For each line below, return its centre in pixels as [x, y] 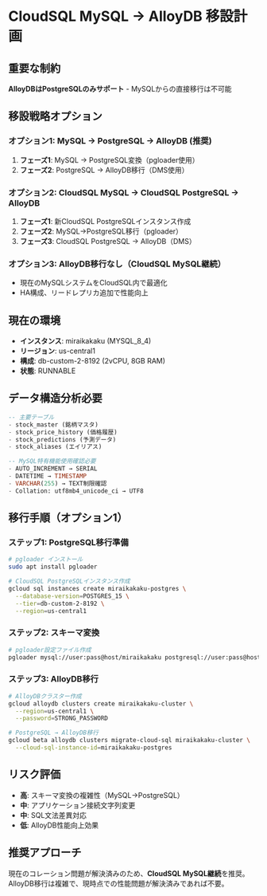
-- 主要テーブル [31, 417]
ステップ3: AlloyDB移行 [54, 679]
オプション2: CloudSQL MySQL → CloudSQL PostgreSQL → [124, 192]
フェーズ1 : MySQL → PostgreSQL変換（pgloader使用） [109, 159]
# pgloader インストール [46, 560]
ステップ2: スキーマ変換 [54, 633]
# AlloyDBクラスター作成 [45, 696]
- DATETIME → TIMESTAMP [48, 476]
